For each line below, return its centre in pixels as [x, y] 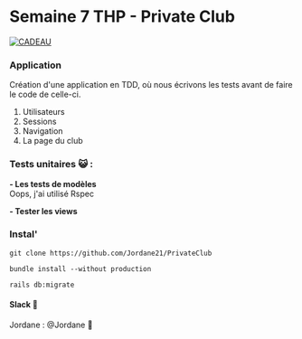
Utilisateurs [43, 112]
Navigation [42, 131]
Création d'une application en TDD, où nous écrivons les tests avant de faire [151, 85]
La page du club [52, 141]
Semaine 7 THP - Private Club [122, 17]
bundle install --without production [80, 268]
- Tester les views [44, 211]
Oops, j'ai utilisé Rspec [52, 193]
